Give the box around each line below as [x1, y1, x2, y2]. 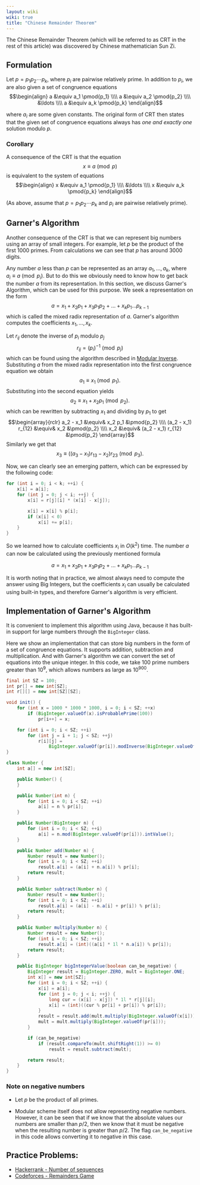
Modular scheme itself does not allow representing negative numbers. [14, 1107, 187, 1114]
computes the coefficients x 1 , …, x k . [6, 319, 93, 327]
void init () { [6, 700, 42, 706]
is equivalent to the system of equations [6, 172, 104, 179]
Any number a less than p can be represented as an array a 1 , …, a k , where [6, 264, 187, 273]
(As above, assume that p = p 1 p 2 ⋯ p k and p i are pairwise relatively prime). [6, 200, 188, 208]
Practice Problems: [6, 1150, 79, 1160]
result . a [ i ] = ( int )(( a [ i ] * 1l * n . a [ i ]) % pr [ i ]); [37, 941, 172, 947]
